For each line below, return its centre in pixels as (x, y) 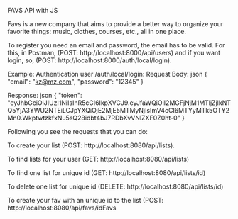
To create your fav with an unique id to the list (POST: (86, 200)
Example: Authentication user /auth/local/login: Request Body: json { (107, 74)
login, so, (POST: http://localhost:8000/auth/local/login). (90, 60)
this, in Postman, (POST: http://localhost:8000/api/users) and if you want (114, 53)
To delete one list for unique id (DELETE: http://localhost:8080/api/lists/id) (115, 186)
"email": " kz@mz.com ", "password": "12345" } (76, 82)
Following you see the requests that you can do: (77, 131)
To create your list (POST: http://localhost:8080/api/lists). (91, 145)
